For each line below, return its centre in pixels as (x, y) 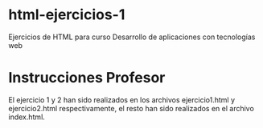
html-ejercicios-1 (67, 15)
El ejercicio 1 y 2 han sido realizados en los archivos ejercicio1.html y (122, 100)
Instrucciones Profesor (87, 78)
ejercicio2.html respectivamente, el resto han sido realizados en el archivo (131, 108)
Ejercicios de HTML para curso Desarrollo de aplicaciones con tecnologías (132, 37)
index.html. (27, 117)
